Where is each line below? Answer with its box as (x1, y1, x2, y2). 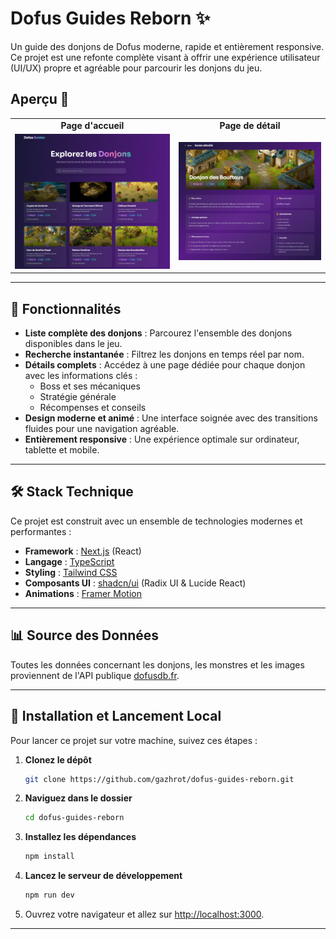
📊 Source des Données (10, 627, 160, 644)
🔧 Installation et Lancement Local (10, 708, 222, 725)
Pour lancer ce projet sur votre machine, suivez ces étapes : (10, 734, 258, 746)
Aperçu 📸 (10, 91, 70, 108)
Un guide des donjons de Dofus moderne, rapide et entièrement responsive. (10, 40, 325, 52)
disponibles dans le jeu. (24, 338, 123, 350)
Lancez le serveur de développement (24, 870, 183, 882)
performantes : (10, 525, 72, 537)
